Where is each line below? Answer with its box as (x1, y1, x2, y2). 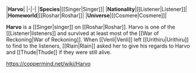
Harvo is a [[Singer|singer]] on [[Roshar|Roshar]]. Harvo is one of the (6, 24, 176, 30)
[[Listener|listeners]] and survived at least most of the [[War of (6, 30, 159, 37)
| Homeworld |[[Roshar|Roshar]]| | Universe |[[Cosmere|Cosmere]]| (6, 12, 167, 19)
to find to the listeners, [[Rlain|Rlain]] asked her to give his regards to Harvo (6, 42, 191, 49)
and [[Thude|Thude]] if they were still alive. (6, 49, 112, 56)
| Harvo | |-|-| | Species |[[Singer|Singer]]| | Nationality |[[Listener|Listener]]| (6, 6, 188, 12)
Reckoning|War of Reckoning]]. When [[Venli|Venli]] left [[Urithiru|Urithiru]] (6, 36, 189, 43)
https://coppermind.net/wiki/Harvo (6, 60, 91, 67)
